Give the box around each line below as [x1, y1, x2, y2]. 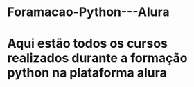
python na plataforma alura [7, 65, 168, 81]
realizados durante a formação [7, 50, 188, 66]
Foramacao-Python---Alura [7, 4, 170, 20]
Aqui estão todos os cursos [7, 36, 168, 52]
